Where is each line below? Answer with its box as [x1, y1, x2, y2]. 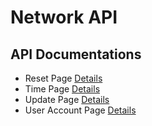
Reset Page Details [24, 72, 103, 84]
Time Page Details [24, 83, 101, 95]
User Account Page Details [24, 104, 137, 116]
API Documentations [10, 46, 142, 63]
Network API [10, 6, 118, 29]
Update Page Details [24, 94, 110, 105]
